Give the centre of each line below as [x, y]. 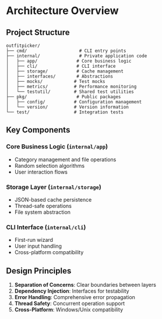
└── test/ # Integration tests [65, 112]
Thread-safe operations [43, 206]
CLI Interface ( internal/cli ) [46, 227]
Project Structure [38, 32]
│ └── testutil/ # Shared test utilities [70, 92]
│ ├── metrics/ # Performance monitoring [71, 86]
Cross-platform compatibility [49, 252]
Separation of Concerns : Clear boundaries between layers [85, 285]
